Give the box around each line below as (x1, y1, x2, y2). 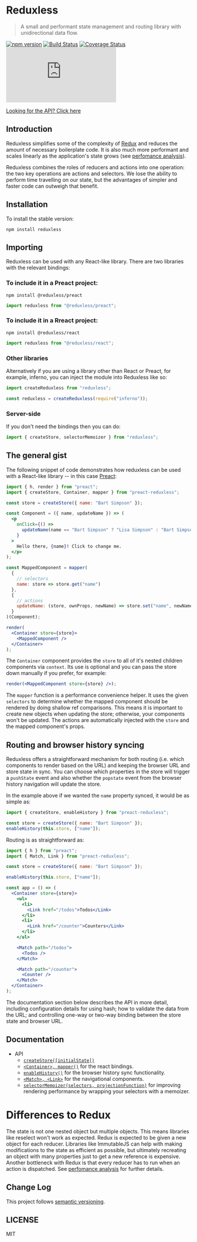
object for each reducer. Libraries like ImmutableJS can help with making (6, 1140, 183, 1147)
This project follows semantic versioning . (6, 1198, 106, 1205)
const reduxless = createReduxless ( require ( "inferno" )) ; (6, 395, 148, 402)
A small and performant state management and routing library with (20, 23, 182, 30)
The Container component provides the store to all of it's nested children (6, 657, 183, 665)
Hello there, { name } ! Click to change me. (16, 543, 122, 549)
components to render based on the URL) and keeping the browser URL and (6, 762, 190, 769)
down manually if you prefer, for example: (6, 670, 107, 677)
